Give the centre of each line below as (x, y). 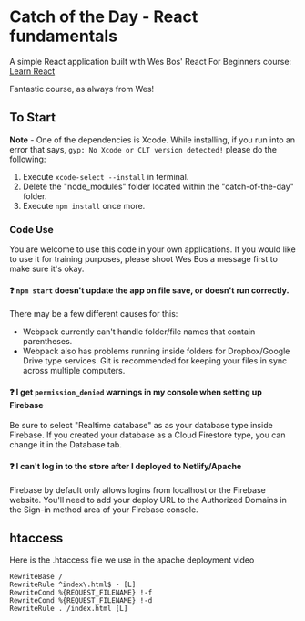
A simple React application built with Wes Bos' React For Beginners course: (151, 61)
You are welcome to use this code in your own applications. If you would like (152, 249)
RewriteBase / (36, 577)
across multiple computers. (74, 371)
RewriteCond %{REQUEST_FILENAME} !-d (81, 601)
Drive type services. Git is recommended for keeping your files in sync (155, 361)
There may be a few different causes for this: (94, 314)
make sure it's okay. (47, 269)
